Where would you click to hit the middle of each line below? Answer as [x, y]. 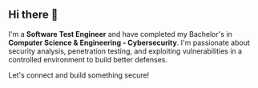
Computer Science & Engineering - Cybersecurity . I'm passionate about [129, 42]
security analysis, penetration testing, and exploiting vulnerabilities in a [125, 51]
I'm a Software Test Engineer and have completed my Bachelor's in [120, 34]
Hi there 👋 [33, 15]
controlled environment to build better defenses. [88, 59]
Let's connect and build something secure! [79, 75]
